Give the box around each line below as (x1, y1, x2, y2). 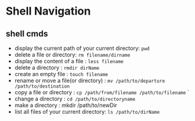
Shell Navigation (6, 4, 91, 18)
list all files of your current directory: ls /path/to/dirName (14, 108, 160, 115)
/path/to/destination (14, 83, 70, 89)
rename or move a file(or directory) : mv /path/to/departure (14, 77, 166, 84)
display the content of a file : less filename (14, 58, 124, 64)
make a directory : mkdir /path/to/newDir (14, 102, 117, 109)
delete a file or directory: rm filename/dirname (14, 51, 131, 58)
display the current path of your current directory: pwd (14, 44, 150, 52)
